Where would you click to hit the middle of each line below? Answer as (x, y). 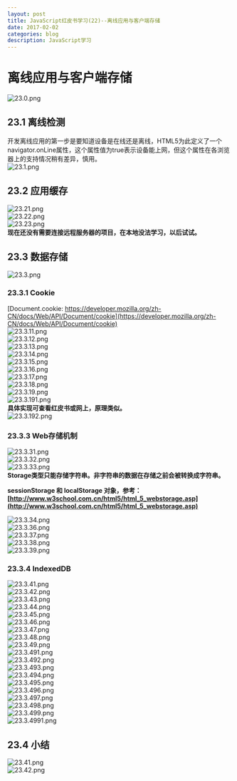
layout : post (27, 14)
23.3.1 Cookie (31, 293)
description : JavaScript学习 (49, 41)
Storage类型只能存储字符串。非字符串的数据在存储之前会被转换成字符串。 (116, 476)
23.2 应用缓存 (38, 191)
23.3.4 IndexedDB (39, 569)
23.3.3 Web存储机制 (43, 436)
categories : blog (33, 34)
